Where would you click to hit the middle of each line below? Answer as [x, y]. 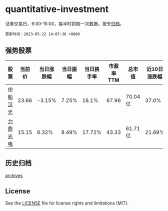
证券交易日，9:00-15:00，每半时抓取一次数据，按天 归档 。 [65, 23]
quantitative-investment [57, 9]
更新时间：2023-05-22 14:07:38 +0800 [42, 34]
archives [14, 175]
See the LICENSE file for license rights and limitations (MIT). [67, 203]
